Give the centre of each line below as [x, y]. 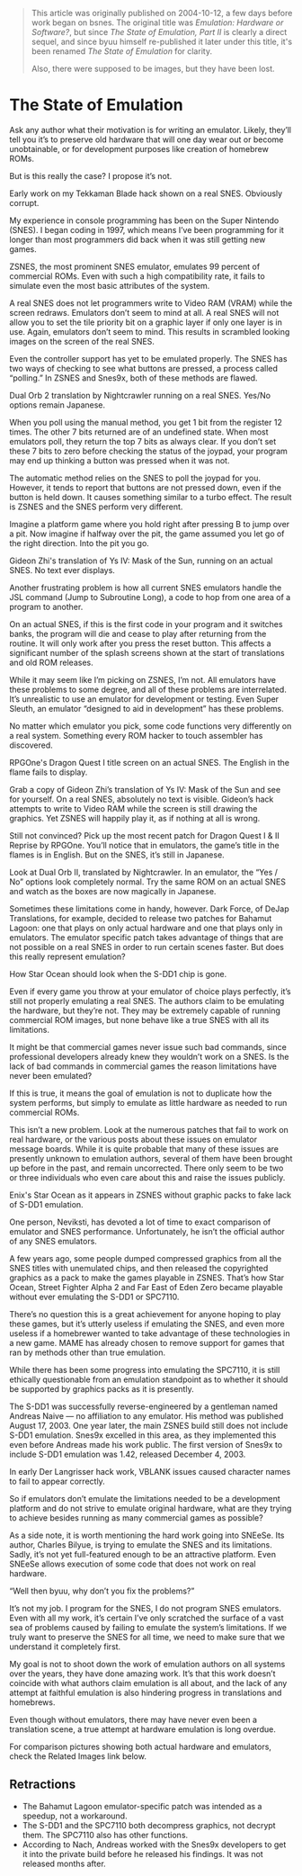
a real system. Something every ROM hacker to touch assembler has [136, 735]
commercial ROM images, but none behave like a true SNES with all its [139, 1019]
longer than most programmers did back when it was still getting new [138, 239]
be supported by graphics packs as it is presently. [102, 1388]
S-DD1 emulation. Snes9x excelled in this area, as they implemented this [143, 1435]
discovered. [31, 745]
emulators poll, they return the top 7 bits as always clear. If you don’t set [143, 441]
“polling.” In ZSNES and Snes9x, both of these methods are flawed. [133, 378]
